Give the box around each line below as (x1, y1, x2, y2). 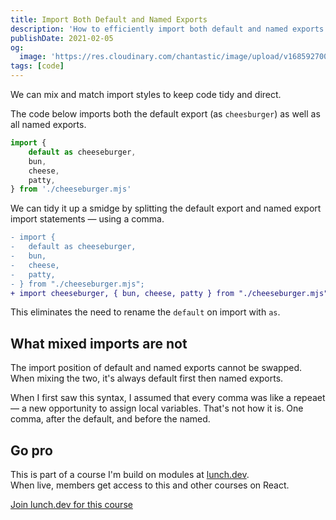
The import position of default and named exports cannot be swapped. (10, 362, 302, 374)
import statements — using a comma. (10, 213, 165, 225)
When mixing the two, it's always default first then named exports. (10, 372, 284, 385)
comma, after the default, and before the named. (10, 413, 211, 425)
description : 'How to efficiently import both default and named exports (10, 24, 325, 34)
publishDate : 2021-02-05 (10, 33, 114, 43)
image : (19, 52, 47, 62)
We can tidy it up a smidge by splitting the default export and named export (10, 202, 322, 215)
